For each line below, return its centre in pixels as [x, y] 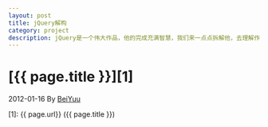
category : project [39, 30]
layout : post [30, 15]
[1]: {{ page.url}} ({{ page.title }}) [62, 114]
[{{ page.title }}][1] [71, 77]
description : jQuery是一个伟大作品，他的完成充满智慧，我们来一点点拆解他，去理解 [131, 38]
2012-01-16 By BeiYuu [45, 99]
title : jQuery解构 [37, 23]
